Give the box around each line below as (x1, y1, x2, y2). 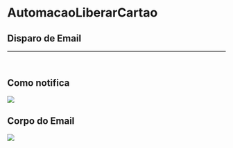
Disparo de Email (7, 33, 82, 44)
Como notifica (7, 77, 70, 89)
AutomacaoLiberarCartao (7, 5, 158, 21)
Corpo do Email (7, 115, 75, 127)
